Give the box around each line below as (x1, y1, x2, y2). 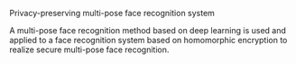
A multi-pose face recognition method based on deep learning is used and (9, 25, 287, 35)
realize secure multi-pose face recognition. (9, 44, 170, 55)
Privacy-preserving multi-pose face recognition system (9, 8, 215, 18)
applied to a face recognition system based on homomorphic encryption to (9, 35, 288, 45)
